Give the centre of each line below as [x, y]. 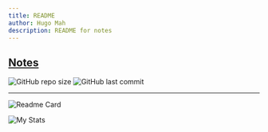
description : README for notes [60, 30]
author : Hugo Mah [37, 23]
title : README [32, 16]
